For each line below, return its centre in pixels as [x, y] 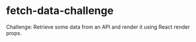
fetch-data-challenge [60, 11]
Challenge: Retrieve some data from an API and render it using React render [98, 27]
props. [14, 33]
